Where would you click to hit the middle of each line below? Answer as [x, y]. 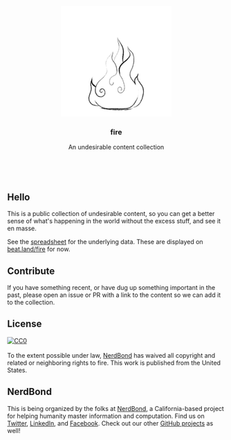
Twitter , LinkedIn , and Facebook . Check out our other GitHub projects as [110, 423]
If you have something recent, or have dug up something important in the [111, 287]
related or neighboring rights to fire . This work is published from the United [114, 363]
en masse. [22, 228]
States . [17, 370]
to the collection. [31, 302]
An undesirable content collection [116, 147]
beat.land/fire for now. [39, 249]
